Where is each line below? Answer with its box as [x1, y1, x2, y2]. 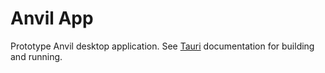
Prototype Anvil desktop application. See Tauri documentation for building [10, 40, 315, 52]
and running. [10, 50, 63, 62]
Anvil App [10, 7, 94, 30]
